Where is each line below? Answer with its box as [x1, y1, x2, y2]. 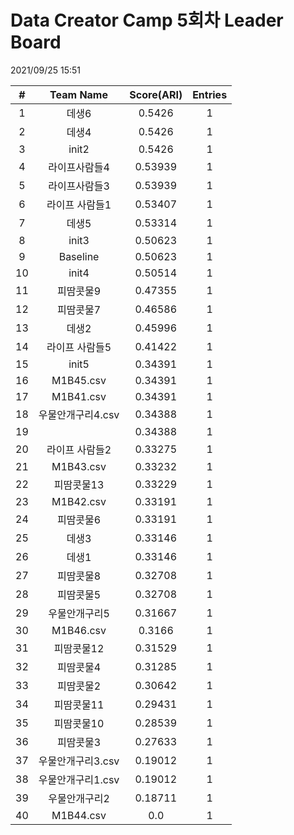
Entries [192, 87, 228, 101]
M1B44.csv [51, 808, 107, 822]
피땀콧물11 [53, 697, 105, 711]
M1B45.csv [51, 373, 107, 387]
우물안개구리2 [48, 791, 110, 805]
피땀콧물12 [53, 641, 105, 655]
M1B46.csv [51, 623, 107, 637]
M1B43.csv [51, 459, 107, 473]
